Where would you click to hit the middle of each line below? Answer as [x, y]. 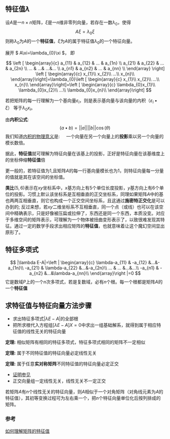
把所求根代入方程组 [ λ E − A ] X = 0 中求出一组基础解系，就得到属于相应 [84, 325]
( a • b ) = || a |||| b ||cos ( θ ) [85, 128]
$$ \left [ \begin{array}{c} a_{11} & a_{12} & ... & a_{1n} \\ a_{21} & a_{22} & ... [85, 63]
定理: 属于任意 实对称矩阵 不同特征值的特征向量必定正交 [62, 364]
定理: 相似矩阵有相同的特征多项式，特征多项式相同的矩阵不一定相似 [75, 342]
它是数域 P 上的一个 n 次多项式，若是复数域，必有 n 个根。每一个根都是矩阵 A [82, 281]
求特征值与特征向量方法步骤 [49, 306]
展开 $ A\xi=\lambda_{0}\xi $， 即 [40, 53]
